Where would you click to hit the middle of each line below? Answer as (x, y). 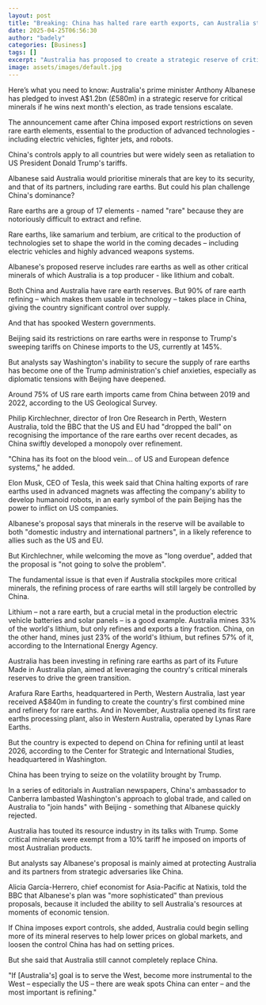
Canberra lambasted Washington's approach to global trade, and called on (130, 798)
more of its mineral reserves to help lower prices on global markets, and (125, 936)
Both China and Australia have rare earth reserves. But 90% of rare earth (127, 290)
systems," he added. (42, 467)
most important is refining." (53, 992)
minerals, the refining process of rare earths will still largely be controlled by (132, 588)
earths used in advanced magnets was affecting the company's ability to (127, 491)
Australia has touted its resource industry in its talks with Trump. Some (123, 830)
